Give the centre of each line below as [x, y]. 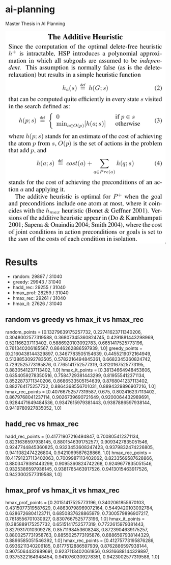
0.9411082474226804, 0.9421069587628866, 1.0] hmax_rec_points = [78, 453]
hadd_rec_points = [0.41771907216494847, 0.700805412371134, [73, 436]
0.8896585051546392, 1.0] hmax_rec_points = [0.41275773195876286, [80, 540]
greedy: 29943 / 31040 [37, 281]
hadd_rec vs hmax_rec [42, 424]
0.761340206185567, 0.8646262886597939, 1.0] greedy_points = [74, 348]
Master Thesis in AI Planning [35, 23]
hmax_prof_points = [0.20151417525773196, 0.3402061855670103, [75, 503]
